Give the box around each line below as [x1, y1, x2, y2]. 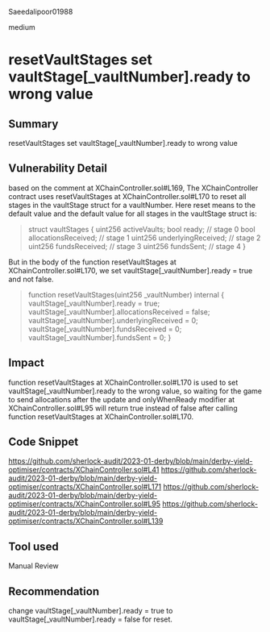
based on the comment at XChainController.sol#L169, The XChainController [8, 183, 259, 193]
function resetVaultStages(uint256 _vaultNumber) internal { [27, 289, 224, 299]
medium [8, 23, 35, 31]
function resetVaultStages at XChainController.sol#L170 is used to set [8, 377, 239, 387]
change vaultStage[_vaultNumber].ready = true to [8, 606, 173, 616]
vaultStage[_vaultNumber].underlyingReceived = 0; [27, 315, 199, 325]
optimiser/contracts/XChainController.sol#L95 [8, 499, 161, 509]
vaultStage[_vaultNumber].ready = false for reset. [8, 614, 173, 624]
